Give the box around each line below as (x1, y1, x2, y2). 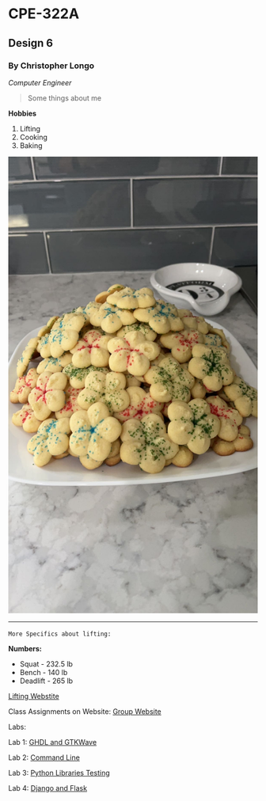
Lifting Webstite (8, 692, 59, 701)
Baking (19, 140, 43, 150)
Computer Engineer (8, 78, 72, 87)
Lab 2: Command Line (8, 753, 81, 762)
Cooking (19, 132, 47, 142)
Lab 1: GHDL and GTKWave (8, 738, 97, 747)
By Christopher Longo (8, 60, 95, 71)
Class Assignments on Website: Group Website (8, 707, 162, 716)
